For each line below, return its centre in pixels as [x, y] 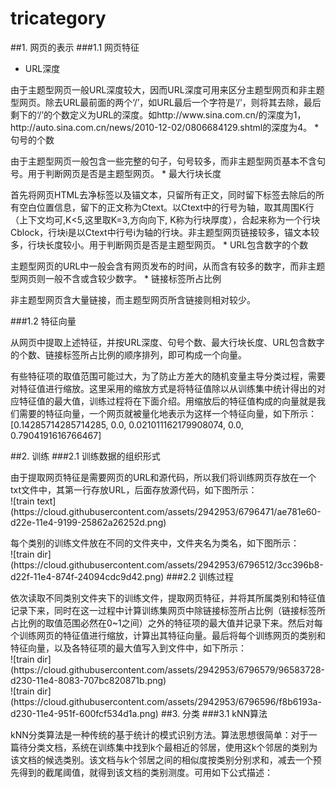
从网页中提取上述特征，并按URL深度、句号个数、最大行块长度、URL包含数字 [167, 342]
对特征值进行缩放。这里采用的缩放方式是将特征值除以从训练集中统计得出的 [163, 388]
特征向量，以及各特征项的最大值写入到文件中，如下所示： [128, 648]
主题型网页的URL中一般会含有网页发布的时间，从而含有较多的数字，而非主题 [168, 266]
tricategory [58, 18]
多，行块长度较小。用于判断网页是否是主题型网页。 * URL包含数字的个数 [159, 244]
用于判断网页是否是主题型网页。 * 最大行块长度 [124, 173]
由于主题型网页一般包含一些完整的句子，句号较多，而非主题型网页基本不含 [163, 161]
